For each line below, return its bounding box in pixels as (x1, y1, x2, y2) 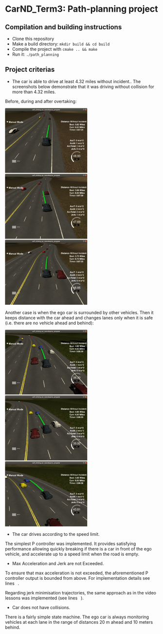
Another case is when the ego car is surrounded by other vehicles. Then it (5, 309, 154, 316)
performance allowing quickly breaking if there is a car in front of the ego (5, 546, 152, 551)
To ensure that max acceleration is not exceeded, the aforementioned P (5, 570, 148, 576)
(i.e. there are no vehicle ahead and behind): (5, 320, 94, 326)
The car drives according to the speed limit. (12, 531, 100, 537)
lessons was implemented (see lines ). (5, 595, 84, 601)
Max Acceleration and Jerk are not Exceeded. (12, 560, 104, 566)
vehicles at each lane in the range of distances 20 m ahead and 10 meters (5, 619, 153, 625)
